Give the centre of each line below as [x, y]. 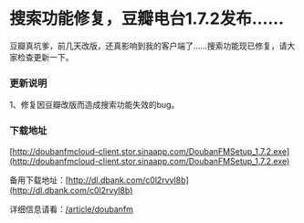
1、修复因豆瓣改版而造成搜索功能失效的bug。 [94, 105]
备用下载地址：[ [39, 180]
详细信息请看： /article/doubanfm [72, 209]
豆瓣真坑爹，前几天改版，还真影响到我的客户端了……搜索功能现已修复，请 [148, 46]
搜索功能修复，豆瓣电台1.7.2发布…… [147, 19]
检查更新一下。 [45, 57]
